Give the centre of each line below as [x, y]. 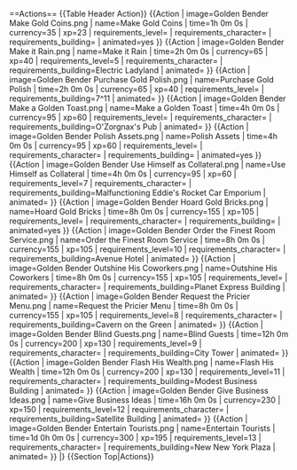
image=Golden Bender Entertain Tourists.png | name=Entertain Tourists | [142, 428]
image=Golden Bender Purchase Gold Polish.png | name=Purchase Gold [142, 79]
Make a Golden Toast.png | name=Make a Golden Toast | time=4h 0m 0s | [145, 108]
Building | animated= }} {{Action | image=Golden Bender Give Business [139, 391]
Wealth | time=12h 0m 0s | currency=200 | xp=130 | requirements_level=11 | [147, 372]
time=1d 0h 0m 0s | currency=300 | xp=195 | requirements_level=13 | [135, 438]
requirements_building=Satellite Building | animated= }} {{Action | [129, 419]
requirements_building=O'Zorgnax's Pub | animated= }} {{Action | [129, 127]
